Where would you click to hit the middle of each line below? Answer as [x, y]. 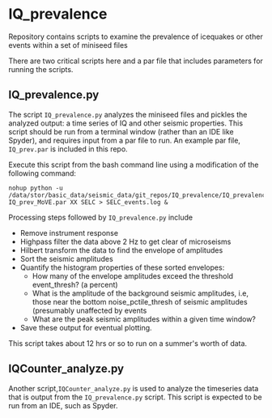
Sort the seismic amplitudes [66, 258]
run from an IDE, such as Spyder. [64, 405]
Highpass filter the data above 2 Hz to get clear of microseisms [125, 241]
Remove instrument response [69, 232]
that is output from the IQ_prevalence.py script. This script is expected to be [136, 397]
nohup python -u [36, 188]
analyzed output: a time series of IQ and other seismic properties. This [126, 123]
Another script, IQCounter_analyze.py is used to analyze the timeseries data [134, 388]
